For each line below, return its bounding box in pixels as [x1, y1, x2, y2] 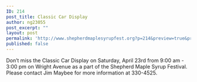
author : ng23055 [6, 19, 46, 25]
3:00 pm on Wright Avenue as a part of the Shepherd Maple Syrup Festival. [6, 63, 188, 70]
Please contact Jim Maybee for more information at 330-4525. [6, 69, 158, 76]
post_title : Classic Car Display [6, 14, 88, 20]
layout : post [6, 30, 38, 36]
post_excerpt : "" [6, 24, 49, 31]
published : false [6, 41, 49, 47]
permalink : [6, 35, 33, 41]
